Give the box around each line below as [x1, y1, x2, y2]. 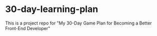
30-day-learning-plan [5, 3, 98, 15]
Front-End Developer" [5, 25, 50, 31]
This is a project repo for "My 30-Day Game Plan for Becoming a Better [5, 20, 152, 26]
